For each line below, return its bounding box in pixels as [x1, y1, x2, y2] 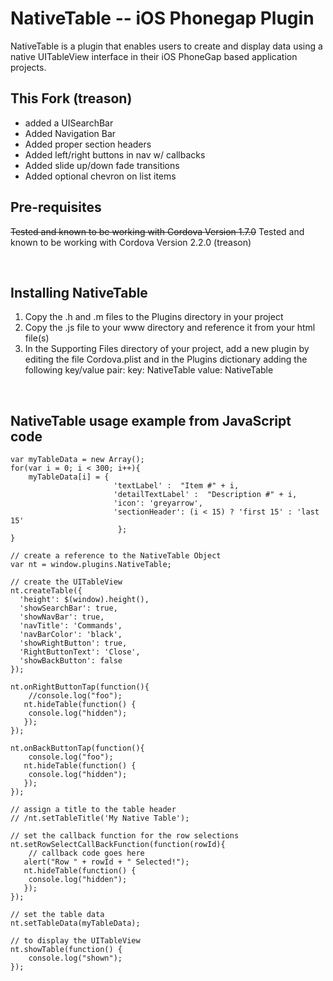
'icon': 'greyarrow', [113, 498, 203, 509]
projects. [10, 61, 47, 73]
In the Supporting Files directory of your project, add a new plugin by [24, 343, 310, 355]
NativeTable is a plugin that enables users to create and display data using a [10, 40, 323, 52]
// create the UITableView [10, 577, 123, 587]
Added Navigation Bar [24, 127, 117, 139]
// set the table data [10, 910, 105, 920]
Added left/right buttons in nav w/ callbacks [24, 148, 206, 161]
